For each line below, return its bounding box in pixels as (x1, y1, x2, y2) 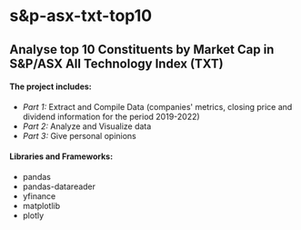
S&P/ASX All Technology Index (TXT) (9, 55, 225, 71)
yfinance (22, 190, 56, 201)
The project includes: (9, 81, 93, 92)
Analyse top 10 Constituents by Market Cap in (9, 42, 275, 57)
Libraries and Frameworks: (9, 151, 114, 162)
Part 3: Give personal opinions (22, 130, 136, 141)
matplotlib (22, 200, 61, 211)
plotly (22, 210, 45, 221)
